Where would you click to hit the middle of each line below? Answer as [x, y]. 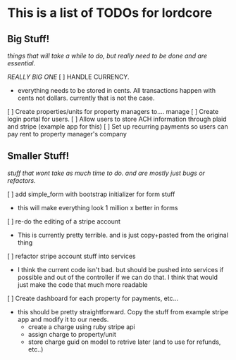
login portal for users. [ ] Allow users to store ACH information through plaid [117, 119]
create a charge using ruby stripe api [81, 327]
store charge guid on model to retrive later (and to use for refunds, [124, 342]
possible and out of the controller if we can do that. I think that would [118, 277]
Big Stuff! [29, 39]
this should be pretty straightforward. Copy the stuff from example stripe [123, 311]
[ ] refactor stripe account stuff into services [72, 256]
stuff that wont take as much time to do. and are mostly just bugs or [106, 173]
